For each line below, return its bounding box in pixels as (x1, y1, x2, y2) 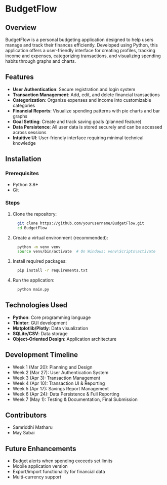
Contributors (5, 411, 47, 420)
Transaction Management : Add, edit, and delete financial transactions (12, 92, 160, 98)
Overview (5, 23, 37, 32)
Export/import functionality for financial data (12, 469, 105, 475)
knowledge (12, 140, 36, 146)
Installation (5, 155, 41, 164)
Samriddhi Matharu (12, 424, 53, 430)
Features (5, 73, 34, 82)
